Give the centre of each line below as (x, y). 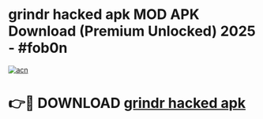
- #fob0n (38, 48)
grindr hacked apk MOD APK (104, 15)
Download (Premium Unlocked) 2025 (132, 31)
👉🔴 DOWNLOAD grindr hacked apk (127, 103)
